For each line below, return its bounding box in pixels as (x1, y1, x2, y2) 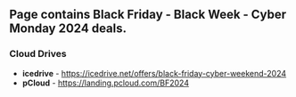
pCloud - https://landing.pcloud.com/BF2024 (21, 77, 190, 88)
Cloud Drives (9, 48, 67, 61)
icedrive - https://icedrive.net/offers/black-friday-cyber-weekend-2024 (21, 68, 287, 78)
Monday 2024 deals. (9, 21, 127, 36)
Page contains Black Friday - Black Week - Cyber (9, 7, 287, 22)
